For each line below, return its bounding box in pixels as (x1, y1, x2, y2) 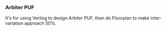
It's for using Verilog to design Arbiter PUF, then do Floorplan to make (5, 15, 150, 21)
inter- (150, 15, 162, 21)
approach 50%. (24, 20, 57, 26)
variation (5, 20, 24, 26)
